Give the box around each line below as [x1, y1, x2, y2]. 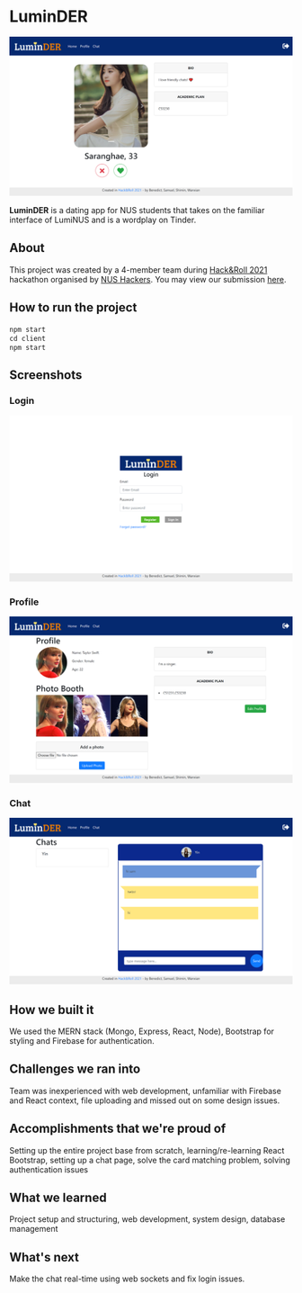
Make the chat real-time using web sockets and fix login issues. [9, 1273, 245, 1284]
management [9, 1224, 58, 1235]
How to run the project [9, 300, 138, 316]
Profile [9, 596, 40, 608]
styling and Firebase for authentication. [9, 1036, 155, 1046]
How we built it [9, 1001, 94, 1018]
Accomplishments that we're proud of [9, 1121, 226, 1136]
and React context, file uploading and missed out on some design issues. [9, 1095, 280, 1106]
